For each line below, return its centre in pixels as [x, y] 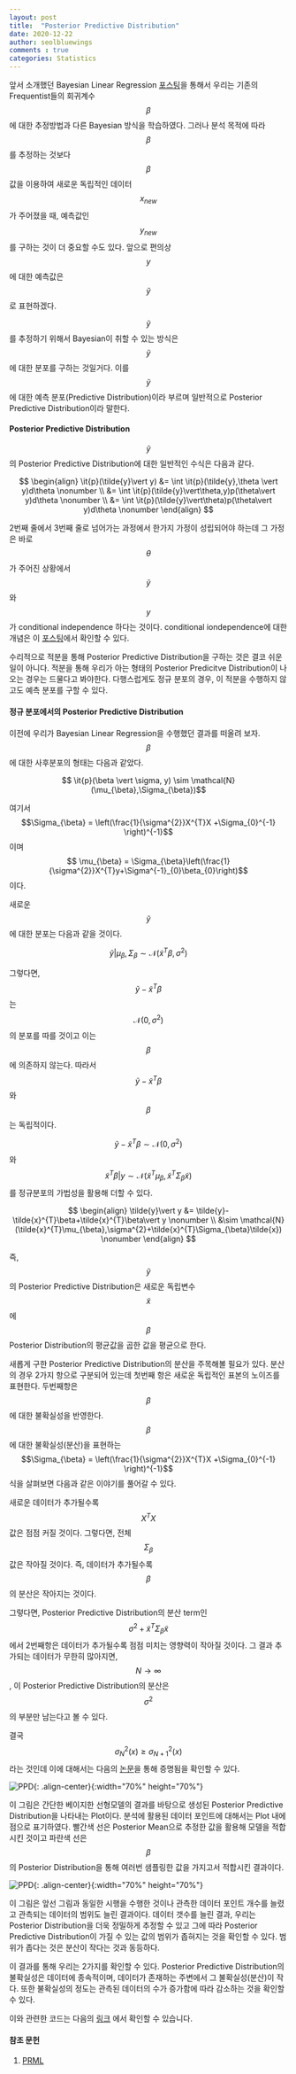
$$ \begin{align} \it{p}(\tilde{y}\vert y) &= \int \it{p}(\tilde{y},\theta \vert [148, 481]
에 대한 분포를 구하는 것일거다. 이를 [69, 368]
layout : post [33, 17]
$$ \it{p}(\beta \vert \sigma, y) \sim [125, 780]
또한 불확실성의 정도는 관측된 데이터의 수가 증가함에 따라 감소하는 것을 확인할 [153, 1988]
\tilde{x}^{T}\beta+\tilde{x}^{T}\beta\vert [86, 1220]
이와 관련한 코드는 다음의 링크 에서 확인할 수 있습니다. [101, 2018]
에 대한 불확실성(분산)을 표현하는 [65, 1444]
